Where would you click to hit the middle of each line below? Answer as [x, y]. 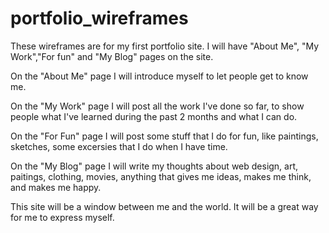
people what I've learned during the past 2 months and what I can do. [154, 116]
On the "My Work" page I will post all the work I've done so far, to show [157, 106]
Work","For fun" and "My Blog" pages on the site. [112, 56]
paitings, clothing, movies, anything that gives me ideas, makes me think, [161, 176]
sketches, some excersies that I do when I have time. [119, 146]
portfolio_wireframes [99, 18]
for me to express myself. [62, 217]
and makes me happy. [56, 187]
